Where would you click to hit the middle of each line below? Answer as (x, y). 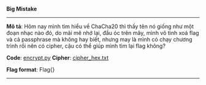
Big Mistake (22, 9)
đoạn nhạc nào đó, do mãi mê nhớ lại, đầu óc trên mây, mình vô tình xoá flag (103, 33)
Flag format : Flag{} (31, 69)
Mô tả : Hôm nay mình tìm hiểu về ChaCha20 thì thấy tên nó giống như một (100, 26)
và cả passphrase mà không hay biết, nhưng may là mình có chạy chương (99, 39)
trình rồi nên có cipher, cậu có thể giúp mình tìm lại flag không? (86, 46)
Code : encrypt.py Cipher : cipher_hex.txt (58, 58)
